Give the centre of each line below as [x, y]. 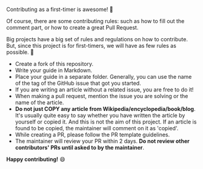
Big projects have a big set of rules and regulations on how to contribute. [97, 39]
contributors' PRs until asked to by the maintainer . [79, 147]
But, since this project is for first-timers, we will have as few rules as [92, 46]
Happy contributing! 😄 [36, 159]
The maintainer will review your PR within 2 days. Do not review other [102, 141]
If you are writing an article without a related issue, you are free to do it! [104, 90]
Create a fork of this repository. [54, 64]
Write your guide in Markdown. [54, 70]
